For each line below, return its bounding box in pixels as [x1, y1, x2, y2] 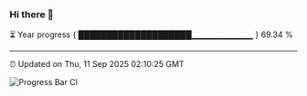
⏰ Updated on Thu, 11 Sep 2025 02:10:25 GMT [9, 59, 185, 70]
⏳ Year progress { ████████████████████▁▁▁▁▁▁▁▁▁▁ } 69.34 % [9, 29, 294, 40]
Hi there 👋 [9, 8, 55, 21]
